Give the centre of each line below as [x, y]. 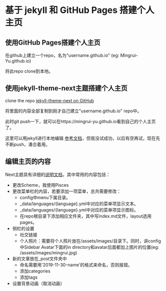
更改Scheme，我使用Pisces [40, 185]
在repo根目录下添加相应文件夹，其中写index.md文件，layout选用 [86, 216]
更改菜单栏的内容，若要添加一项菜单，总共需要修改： [67, 191]
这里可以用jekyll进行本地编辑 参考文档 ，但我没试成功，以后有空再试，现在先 [83, 138]
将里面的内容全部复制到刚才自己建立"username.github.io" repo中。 [74, 111]
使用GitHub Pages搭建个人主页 [53, 42]
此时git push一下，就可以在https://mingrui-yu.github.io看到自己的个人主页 [81, 121]
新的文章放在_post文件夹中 [40, 258]
